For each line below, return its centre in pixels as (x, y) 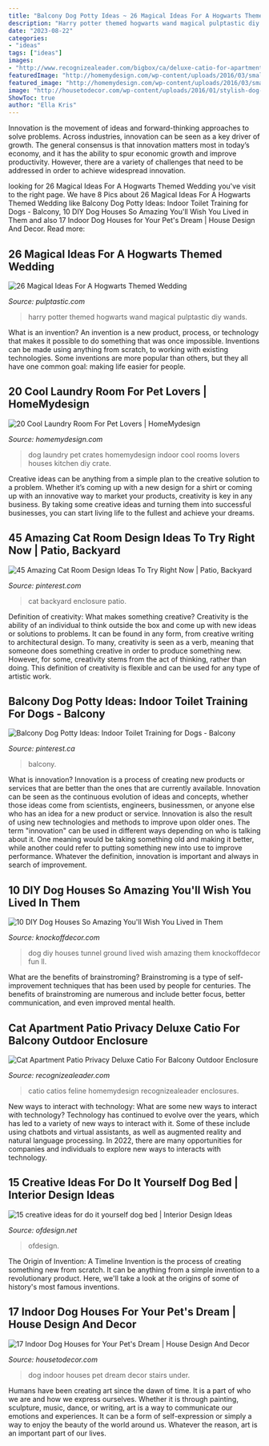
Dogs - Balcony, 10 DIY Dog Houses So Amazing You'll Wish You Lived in (128, 212)
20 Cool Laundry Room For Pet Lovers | (108, 392)
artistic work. (30, 676)
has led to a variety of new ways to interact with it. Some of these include (129, 1123)
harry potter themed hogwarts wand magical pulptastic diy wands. (138, 317)
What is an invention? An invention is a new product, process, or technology (134, 332)
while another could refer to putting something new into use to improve (125, 848)
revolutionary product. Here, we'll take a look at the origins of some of (124, 1278)
